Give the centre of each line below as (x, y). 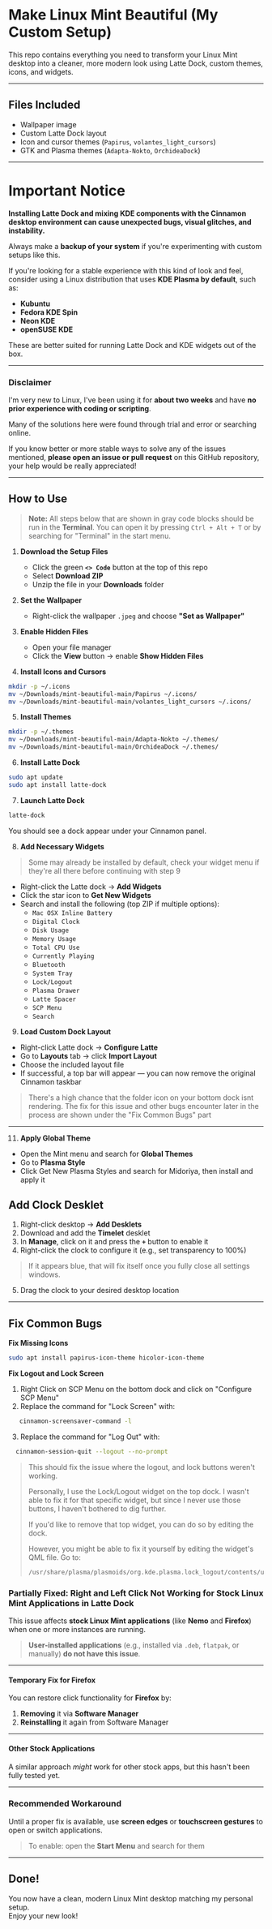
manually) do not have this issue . (84, 1654)
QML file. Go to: (54, 1557)
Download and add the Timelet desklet (85, 1233)
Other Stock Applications (52, 1748)
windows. (44, 1274)
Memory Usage (54, 939)
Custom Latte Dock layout (63, 133)
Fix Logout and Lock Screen (56, 1373)
